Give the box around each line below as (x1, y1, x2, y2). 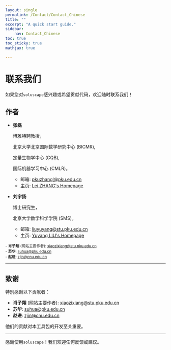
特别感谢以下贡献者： (5, 289, 50, 295)
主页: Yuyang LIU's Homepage (20, 233, 84, 239)
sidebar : (5, 27, 24, 32)
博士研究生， (12, 205, 40, 211)
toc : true (5, 36, 26, 41)
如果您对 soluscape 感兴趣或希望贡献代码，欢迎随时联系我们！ (5, 91, 133, 97)
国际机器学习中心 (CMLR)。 (12, 165, 70, 171)
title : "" (5, 17, 26, 22)
